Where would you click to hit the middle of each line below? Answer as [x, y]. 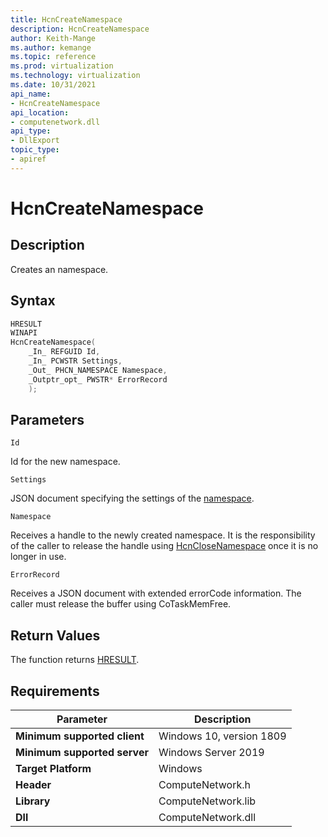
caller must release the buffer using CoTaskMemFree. [121, 604]
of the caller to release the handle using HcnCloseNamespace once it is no [164, 546]
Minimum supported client [80, 736]
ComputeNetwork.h [204, 784]
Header [33, 784]
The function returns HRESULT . [75, 660]
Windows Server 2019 [211, 752]
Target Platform [53, 768]
